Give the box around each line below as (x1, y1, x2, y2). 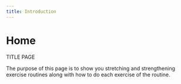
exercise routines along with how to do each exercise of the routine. (6, 71, 170, 78)
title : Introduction (6, 8, 57, 15)
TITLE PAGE (6, 53, 35, 61)
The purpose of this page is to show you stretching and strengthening (6, 65, 175, 72)
